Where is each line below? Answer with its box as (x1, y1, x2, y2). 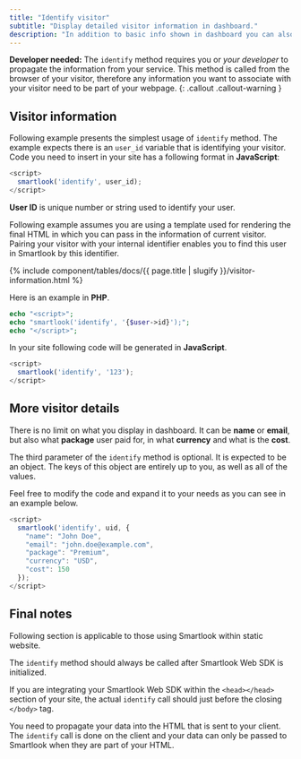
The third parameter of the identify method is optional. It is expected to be (9, 452, 287, 462)
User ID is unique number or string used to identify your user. (9, 202, 236, 212)
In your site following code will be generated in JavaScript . (9, 342, 228, 353)
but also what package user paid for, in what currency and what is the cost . (9, 434, 291, 444)
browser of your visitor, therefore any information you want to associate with (9, 73, 292, 84)
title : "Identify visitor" (9, 13, 110, 22)
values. (9, 470, 36, 481)
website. (9, 640, 41, 651)
